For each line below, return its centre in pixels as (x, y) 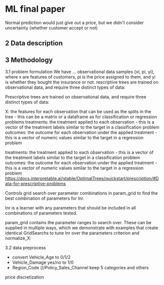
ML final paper (35, 9)
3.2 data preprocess (26, 248)
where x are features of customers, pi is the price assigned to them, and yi (80, 77)
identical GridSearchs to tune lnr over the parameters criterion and (72, 233)
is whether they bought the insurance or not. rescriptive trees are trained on (82, 82)
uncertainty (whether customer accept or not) (52, 27)
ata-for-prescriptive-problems (36, 184)
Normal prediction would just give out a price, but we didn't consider (74, 23)
